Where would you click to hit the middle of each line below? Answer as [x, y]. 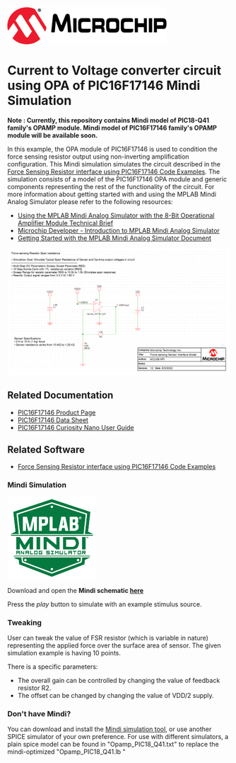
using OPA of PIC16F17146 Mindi [104, 86]
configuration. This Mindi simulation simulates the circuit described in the [114, 164]
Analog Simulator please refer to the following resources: [90, 201]
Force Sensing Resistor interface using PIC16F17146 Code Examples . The [114, 171]
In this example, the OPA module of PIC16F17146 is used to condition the [112, 149]
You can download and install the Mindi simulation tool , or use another [110, 729]
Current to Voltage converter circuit [114, 70]
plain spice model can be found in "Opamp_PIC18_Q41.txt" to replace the [113, 745]
